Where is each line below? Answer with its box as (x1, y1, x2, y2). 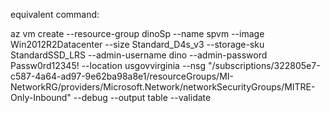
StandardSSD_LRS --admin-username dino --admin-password (10, 49, 268, 61)
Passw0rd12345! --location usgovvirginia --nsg (10, 60, 207, 71)
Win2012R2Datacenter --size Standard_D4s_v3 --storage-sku (10, 39, 265, 50)
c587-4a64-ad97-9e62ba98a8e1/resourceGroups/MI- (10, 70, 234, 82)
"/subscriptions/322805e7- (207, 60, 321, 71)
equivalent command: (10, 9, 100, 20)
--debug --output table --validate (73, 92, 212, 103)
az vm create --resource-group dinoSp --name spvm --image (10, 28, 265, 39)
